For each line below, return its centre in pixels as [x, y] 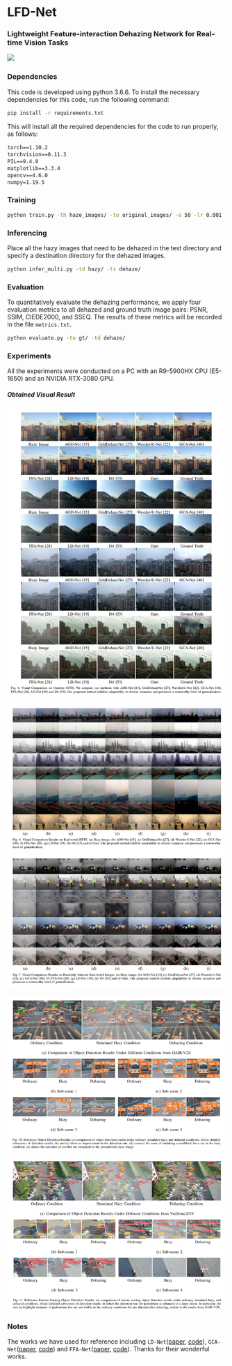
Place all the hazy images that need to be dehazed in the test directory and [115, 248]
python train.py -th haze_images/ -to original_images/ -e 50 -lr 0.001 [115, 215]
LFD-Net [32, 12]
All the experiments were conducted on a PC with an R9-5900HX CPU [108, 371]
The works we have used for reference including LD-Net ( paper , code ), [107, 1342]
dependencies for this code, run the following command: [88, 99]
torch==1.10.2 [28, 147]
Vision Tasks [46, 43]
